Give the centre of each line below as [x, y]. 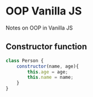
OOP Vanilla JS [44, 11]
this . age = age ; [48, 72]
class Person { [25, 61]
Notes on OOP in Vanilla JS [39, 28]
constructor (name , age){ [48, 66]
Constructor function [46, 47]
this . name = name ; [50, 77]
